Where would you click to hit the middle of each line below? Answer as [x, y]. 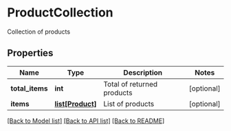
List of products [129, 104]
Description [143, 72]
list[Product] [76, 104]
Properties [30, 53]
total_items [29, 88]
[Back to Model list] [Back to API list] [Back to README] [86, 121]
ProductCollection [60, 13]
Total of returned [131, 84]
